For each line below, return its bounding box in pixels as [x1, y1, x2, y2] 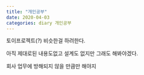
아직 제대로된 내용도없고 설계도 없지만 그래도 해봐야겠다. [6, 50, 139, 57]
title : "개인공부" [6, 8, 48, 15]
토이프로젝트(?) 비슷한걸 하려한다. [6, 37, 86, 44]
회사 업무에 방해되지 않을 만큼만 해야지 [6, 62, 96, 70]
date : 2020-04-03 [6, 14, 50, 20]
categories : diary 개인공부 [6, 20, 72, 26]
